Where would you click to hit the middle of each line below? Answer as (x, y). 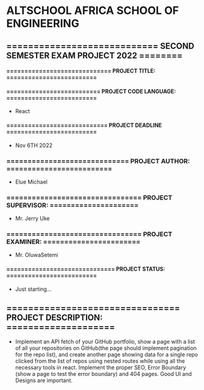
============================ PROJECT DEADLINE (84, 125)
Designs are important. (44, 380)
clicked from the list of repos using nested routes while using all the (100, 361)
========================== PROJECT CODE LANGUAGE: (91, 91)
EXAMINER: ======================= (73, 242)
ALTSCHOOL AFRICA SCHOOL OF (93, 11)
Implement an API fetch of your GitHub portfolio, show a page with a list (105, 342)
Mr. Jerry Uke (32, 218)
